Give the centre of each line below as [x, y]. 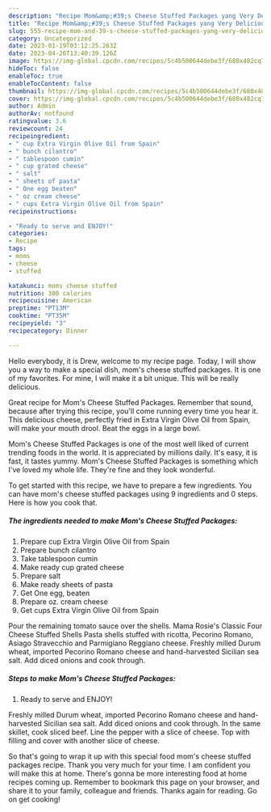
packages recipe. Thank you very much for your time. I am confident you [129, 764]
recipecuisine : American [50, 301]
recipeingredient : [39, 136]
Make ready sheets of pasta [67, 584]
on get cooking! [34, 799]
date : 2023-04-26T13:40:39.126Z [63, 53]
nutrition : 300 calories [50, 293]
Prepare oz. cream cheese [64, 601]
